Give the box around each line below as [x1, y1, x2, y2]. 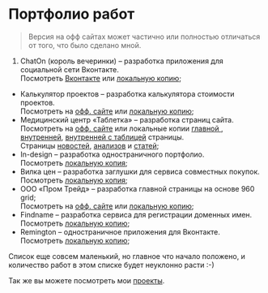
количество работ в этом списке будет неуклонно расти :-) [8, 260, 215, 269]
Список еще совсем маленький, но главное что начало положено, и [8, 251, 245, 261]
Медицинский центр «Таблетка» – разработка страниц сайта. [19, 114, 234, 124]
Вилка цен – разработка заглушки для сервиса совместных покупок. [19, 166, 261, 176]
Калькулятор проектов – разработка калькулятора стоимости [19, 88, 235, 98]
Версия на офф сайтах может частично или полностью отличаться [28, 32, 261, 41]
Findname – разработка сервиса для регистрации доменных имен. [19, 209, 253, 219]
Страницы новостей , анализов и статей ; [19, 140, 160, 150]
